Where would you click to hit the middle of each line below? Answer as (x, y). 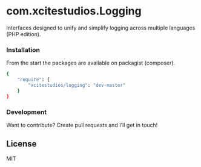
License (21, 144)
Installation (23, 49)
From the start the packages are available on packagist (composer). (91, 63)
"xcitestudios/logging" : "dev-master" (77, 85)
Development (27, 112)
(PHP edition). (24, 34)
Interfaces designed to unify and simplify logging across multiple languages (101, 28)
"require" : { (34, 80)
